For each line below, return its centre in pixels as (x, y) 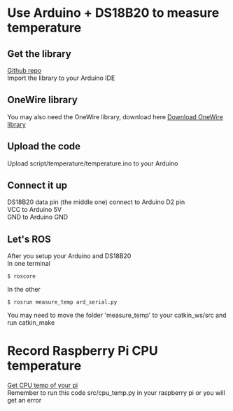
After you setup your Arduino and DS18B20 (69, 256)
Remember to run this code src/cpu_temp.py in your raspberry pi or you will (116, 393)
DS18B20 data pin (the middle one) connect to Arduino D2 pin (96, 202)
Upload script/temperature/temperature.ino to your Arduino (93, 163)
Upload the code (44, 146)
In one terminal (29, 264)
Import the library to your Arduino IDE (61, 78)
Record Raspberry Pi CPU (83, 351)
